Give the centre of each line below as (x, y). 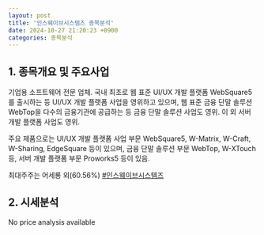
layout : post (30, 15)
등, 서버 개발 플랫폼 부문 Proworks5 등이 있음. (79, 158)
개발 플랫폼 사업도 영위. (44, 122)
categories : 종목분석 (40, 38)
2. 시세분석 (34, 203)
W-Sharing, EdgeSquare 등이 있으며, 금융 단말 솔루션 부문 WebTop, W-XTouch (132, 149)
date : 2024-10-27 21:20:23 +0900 (63, 30)
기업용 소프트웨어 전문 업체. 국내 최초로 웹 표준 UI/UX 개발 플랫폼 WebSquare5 (130, 93)
